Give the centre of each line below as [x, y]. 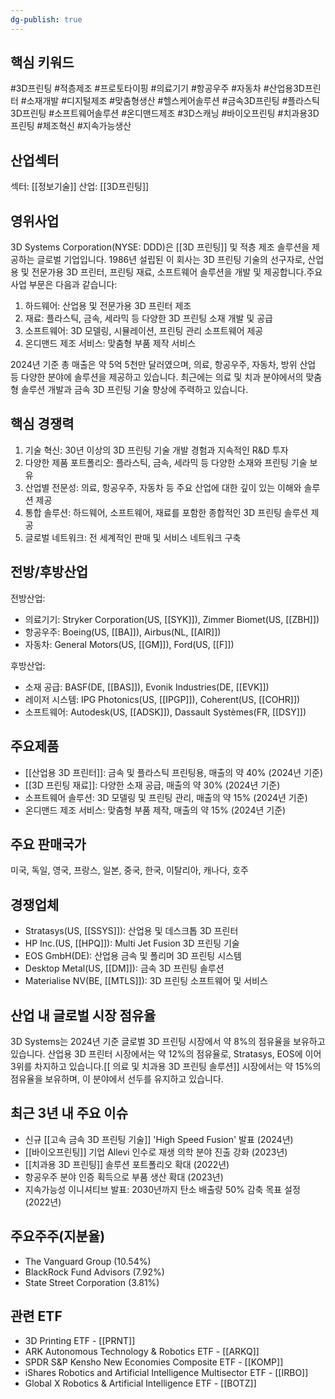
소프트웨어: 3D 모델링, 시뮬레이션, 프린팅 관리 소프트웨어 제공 [144, 331]
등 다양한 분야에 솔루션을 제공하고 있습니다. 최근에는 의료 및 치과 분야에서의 [157, 377]
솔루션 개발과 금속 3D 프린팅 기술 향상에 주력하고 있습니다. [134, 390]
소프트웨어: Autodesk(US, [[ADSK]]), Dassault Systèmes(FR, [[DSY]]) [165, 712]
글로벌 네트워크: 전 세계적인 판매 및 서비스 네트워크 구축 [133, 537]
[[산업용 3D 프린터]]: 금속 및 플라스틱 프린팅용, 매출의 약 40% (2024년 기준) [174, 772]
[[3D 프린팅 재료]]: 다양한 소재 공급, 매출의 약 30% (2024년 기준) [152, 785]
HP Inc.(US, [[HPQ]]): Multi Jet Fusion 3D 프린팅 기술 [132, 943]
